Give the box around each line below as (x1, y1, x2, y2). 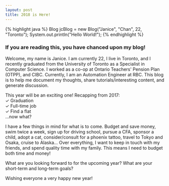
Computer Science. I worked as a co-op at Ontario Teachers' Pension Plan (5, 66, 160, 72)
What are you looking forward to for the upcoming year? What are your (5, 160, 153, 166)
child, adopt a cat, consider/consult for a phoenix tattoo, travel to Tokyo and (5, 134, 163, 140)
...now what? (5, 113, 32, 119)
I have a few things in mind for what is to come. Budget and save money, (5, 123, 156, 129)
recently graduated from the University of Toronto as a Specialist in (5, 61, 145, 67)
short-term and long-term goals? (5, 165, 74, 171)
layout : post (5, 7, 33, 13)
